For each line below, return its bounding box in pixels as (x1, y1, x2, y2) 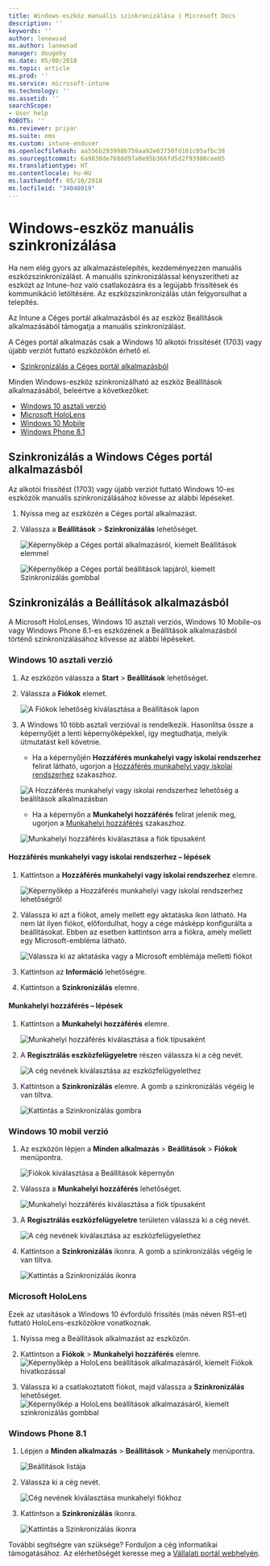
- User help (8, 110, 48, 118)
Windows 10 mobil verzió (8, 1125, 109, 1137)
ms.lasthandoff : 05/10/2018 (8, 177, 103, 186)
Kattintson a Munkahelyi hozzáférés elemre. (19, 1019, 169, 1029)
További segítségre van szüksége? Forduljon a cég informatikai (8, 1539, 218, 1549)
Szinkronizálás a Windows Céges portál (8, 450, 213, 464)
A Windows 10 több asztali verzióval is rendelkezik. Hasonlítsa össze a (19, 720, 254, 729)
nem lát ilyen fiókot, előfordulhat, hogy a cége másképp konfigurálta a (19, 918, 252, 928)
